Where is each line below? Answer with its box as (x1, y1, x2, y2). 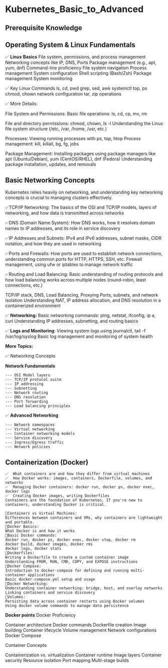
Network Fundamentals (5, 363, 55, 369)
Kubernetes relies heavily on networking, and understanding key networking (5, 189, 163, 196)
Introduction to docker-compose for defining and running (5, 568, 129, 574)
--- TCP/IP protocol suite (5, 377, 62, 383)
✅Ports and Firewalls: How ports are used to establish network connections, (5, 250, 163, 257)
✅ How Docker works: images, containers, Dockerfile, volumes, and (5, 476, 152, 481)
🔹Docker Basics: (5, 524, 39, 529)
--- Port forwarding (5, 399, 49, 404)
